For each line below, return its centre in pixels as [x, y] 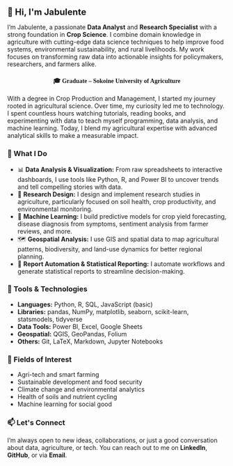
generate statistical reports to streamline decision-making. [101, 271]
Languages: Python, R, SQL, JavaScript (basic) [85, 304]
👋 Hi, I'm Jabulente [47, 12]
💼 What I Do [27, 154]
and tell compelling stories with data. [70, 187]
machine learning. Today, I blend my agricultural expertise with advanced [112, 128]
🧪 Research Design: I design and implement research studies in [109, 194]
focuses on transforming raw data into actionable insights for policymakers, [115, 57]
